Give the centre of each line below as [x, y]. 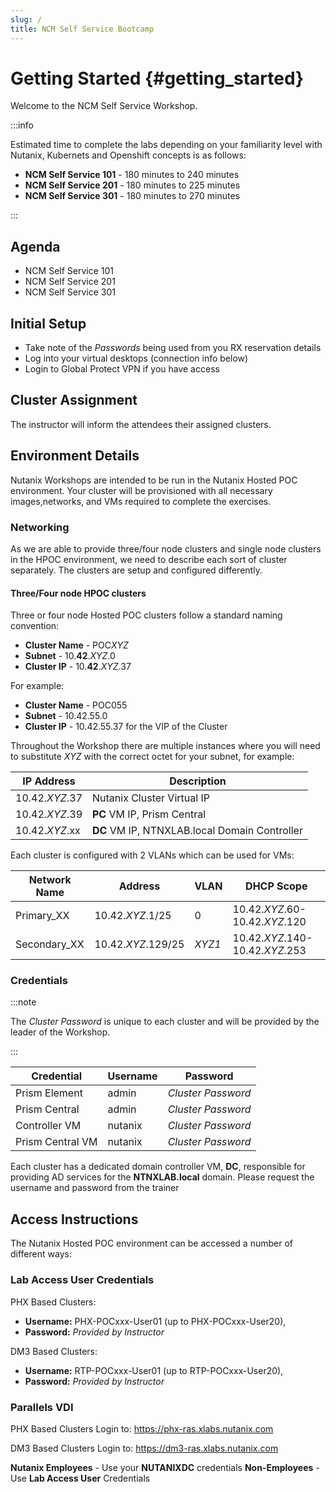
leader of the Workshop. [60, 1032]
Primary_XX [42, 916]
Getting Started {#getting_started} [157, 78]
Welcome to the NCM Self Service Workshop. [104, 106]
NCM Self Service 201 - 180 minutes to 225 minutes [132, 185]
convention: [35, 626]
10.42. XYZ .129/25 [139, 944]
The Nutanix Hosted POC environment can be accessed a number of [151, 1243]
